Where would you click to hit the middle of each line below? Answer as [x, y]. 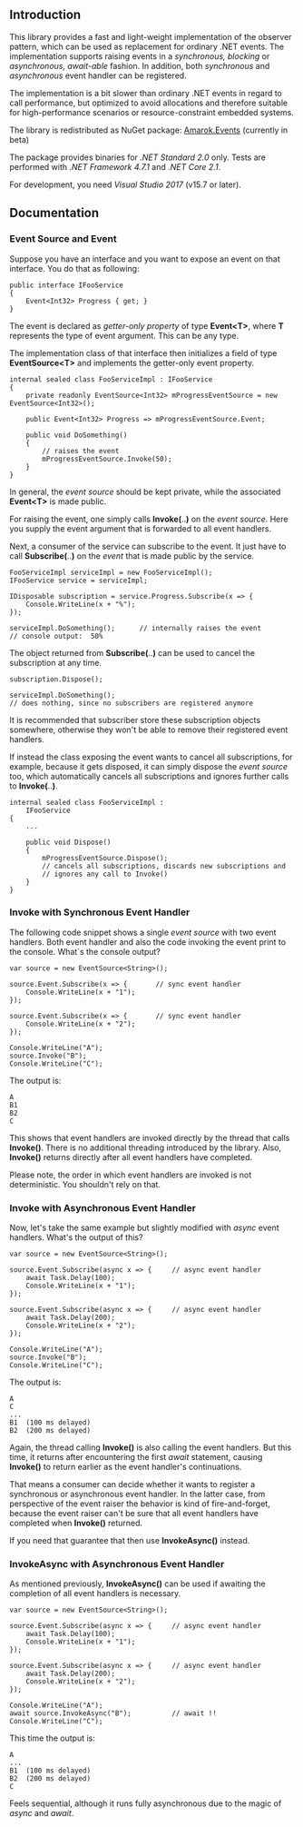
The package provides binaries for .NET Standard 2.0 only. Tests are [137, 157]
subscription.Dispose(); [56, 679]
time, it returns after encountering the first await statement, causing [136, 1457]
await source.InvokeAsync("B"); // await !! [113, 1713]
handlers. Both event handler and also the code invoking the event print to [148, 942]
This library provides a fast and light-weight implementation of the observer [151, 36]
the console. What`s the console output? [85, 951]
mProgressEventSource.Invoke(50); [107, 459]
